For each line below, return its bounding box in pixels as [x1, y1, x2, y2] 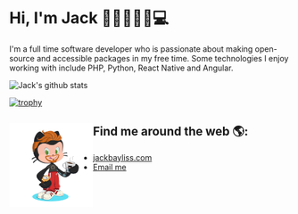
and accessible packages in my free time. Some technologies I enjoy [37, 53, 289, 63]
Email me [93, 161, 127, 172]
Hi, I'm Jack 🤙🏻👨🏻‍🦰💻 [9, 8, 170, 29]
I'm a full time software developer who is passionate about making [9, 43, 253, 54]
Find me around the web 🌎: [93, 124, 249, 139]
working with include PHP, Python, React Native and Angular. [9, 62, 234, 73]
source [9, 53, 36, 63]
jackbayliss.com [93, 152, 153, 162]
